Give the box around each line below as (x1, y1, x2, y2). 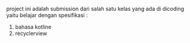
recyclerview (14, 30, 47, 37)
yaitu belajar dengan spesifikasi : (6, 12, 88, 19)
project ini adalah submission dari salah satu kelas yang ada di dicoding (6, 5, 185, 12)
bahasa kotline (14, 24, 52, 30)
